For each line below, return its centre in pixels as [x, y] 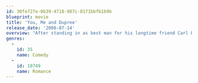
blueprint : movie [27, 17]
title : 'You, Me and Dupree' [42, 22]
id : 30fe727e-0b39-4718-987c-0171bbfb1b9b [59, 11]
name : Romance [34, 71]
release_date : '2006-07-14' [41, 28]
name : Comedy [33, 55]
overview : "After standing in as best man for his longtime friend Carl [97, 33]
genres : [16, 39]
